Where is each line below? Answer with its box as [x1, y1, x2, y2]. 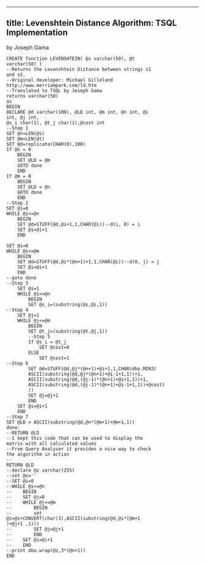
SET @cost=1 [38, 355, 70, 361]
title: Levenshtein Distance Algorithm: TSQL [6, 18, 177, 28]
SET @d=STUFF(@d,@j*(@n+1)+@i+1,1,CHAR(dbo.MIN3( [28, 365, 157, 372]
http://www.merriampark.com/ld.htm [6, 82, 97, 89]
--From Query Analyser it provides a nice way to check [6, 445, 151, 452]
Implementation [6, 27, 68, 38]
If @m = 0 [6, 173, 32, 179]
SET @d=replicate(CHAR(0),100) [6, 141, 86, 147]
